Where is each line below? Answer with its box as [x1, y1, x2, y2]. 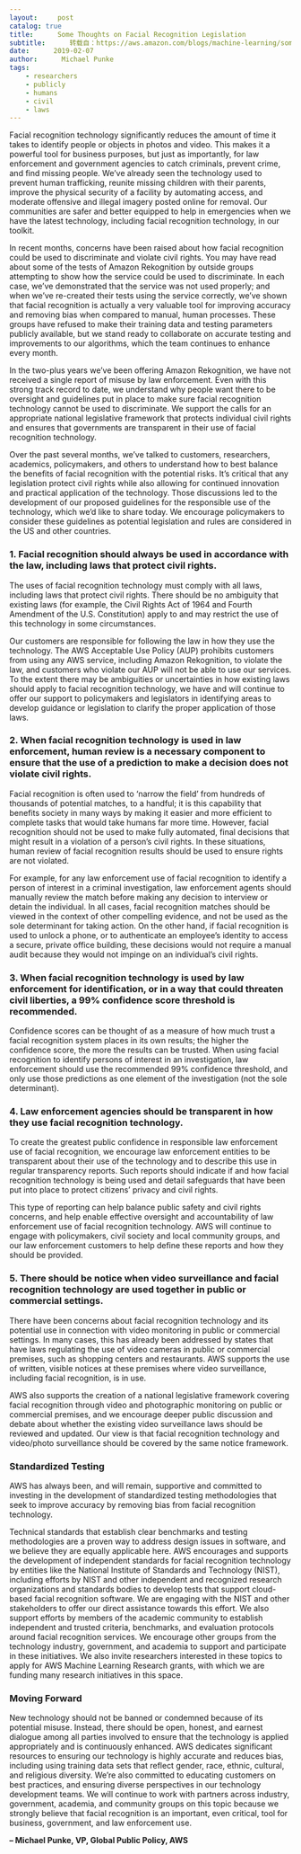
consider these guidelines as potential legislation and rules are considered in [9, 516, 292, 527]
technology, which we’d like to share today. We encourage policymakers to [9, 507, 285, 518]
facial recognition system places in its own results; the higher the [9, 1035, 249, 1046]
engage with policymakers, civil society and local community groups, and [9, 1230, 280, 1241]
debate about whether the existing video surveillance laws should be [9, 1418, 263, 1429]
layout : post [9, 13, 74, 22]
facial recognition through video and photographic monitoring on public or [9, 1399, 283, 1410]
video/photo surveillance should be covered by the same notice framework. [9, 1437, 288, 1448]
